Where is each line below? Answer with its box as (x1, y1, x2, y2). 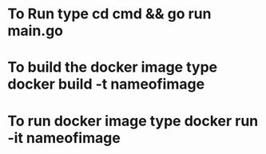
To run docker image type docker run (7, 112, 259, 130)
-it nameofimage (7, 128, 121, 147)
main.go (7, 22, 64, 40)
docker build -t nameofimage (7, 75, 205, 93)
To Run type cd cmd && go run (7, 5, 212, 23)
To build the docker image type (7, 58, 217, 77)
